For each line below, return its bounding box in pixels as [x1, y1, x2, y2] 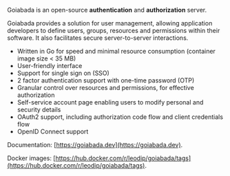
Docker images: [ [7, 154, 56, 162]
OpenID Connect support [17, 127, 89, 135]
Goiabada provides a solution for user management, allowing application [7, 19, 213, 27]
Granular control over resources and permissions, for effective [17, 84, 194, 91]
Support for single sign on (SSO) [17, 69, 110, 77]
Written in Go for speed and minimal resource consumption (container [17, 47, 216, 55]
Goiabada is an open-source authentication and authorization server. [7, 6, 207, 14]
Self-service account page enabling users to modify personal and [17, 98, 204, 106]
